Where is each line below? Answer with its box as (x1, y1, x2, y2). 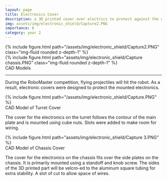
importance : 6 (5, 26, 35, 31)
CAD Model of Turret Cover (5, 105, 61, 111)
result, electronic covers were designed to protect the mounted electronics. (5, 85, 160, 90)
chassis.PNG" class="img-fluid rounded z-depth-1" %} (5, 60, 118, 65)
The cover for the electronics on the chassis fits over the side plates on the (5, 155, 159, 160)
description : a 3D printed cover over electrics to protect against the (5, 16, 159, 21)
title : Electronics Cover (5, 12, 59, 17)
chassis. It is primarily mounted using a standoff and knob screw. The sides (5, 160, 160, 166)
